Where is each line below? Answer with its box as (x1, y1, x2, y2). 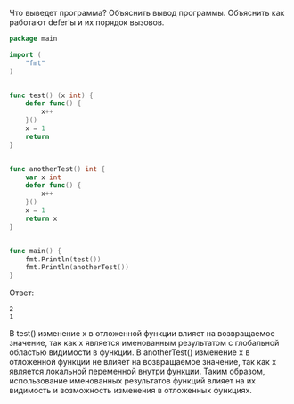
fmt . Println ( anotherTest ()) (25, 263, 129, 272)
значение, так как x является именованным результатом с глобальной (9, 338, 280, 349)
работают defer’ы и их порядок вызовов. (9, 17, 165, 28)
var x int (25, 173, 62, 182)
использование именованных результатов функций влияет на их (9, 375, 257, 386)
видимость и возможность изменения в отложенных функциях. (9, 385, 252, 396)
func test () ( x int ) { (9, 91, 94, 100)
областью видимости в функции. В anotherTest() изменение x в (9, 347, 250, 358)
